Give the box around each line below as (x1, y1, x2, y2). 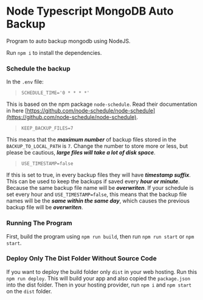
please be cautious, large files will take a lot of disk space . (6, 149, 156, 156)
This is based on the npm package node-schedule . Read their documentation (6, 100, 198, 108)
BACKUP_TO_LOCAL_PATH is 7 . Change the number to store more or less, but (6, 142, 188, 150)
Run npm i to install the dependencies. (6, 49, 102, 56)
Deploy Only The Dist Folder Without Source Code (6, 254, 157, 263)
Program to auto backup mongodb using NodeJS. (6, 37, 131, 44)
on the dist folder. (6, 287, 52, 295)
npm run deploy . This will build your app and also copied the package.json (6, 274, 190, 282)
